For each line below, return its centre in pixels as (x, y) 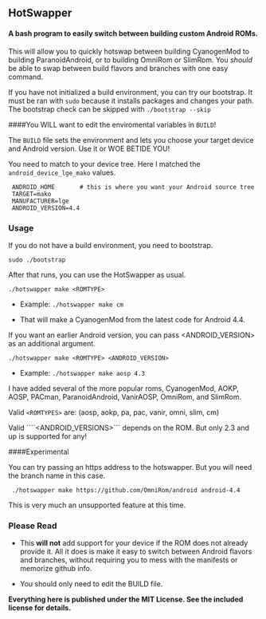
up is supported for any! (48, 436)
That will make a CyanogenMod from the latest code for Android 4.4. (132, 319)
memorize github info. (56, 569)
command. (26, 77)
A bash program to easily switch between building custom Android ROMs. (133, 33)
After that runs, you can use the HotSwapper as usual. (97, 274)
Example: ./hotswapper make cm (72, 304)
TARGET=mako (31, 194)
